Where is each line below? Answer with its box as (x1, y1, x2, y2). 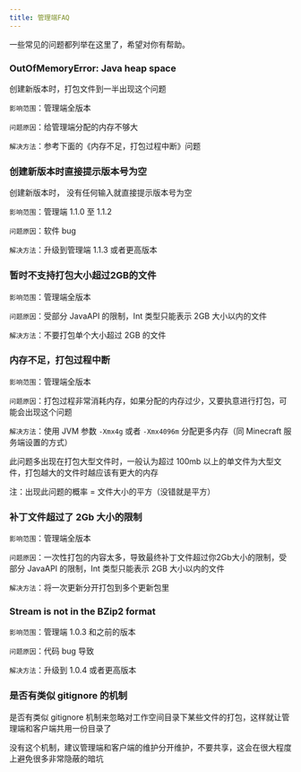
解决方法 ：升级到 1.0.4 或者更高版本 (9, 665, 137, 676)
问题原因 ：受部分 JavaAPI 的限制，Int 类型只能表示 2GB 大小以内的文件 (9, 311, 267, 321)
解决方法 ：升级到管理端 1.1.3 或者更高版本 (9, 244, 158, 256)
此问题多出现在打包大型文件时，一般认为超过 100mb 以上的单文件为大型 (9, 455, 275, 467)
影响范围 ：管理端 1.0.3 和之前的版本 (9, 627, 136, 637)
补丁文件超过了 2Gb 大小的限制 (9, 511, 142, 523)
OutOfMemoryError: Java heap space (9, 62, 176, 75)
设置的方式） (24, 436, 73, 447)
